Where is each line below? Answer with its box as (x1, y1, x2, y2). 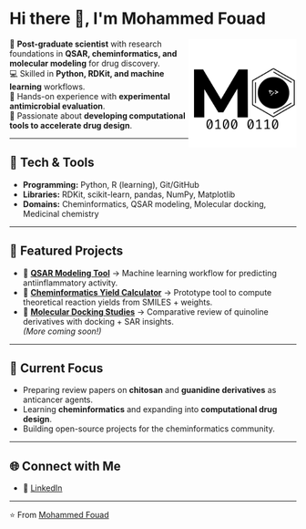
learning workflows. (9, 81, 86, 92)
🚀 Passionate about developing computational (9, 109, 186, 121)
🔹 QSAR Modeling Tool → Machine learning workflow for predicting (22, 267, 278, 278)
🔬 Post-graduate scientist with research (9, 38, 162, 49)
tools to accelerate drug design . (9, 119, 133, 130)
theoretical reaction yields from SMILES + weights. (22, 296, 213, 307)
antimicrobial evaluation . (9, 100, 106, 111)
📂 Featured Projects (9, 244, 124, 259)
